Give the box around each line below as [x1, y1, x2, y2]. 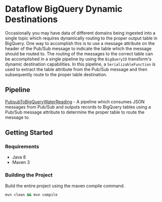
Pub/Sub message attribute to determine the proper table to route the [5, 109, 145, 115]
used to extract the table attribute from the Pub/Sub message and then [5, 66, 147, 72]
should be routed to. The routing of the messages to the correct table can [5, 50, 153, 57]
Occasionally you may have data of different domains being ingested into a [5, 30, 156, 36]
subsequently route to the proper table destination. [5, 71, 107, 77]
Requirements [5, 143, 40, 150]
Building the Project [5, 172, 53, 179]
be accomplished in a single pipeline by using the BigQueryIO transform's [5, 56, 152, 62]
